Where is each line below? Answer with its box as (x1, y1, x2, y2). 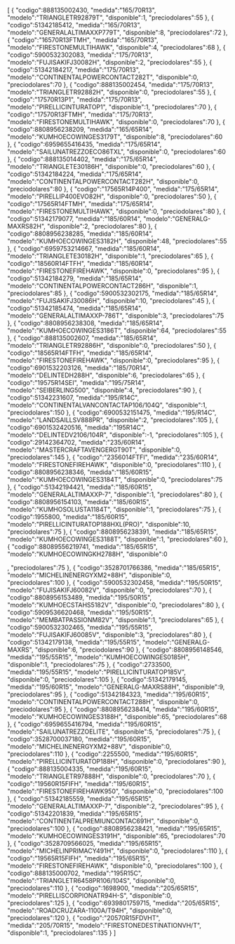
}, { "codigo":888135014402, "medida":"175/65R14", (7, 155, 158, 163)
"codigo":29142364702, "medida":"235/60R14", (7, 438, 146, 446)
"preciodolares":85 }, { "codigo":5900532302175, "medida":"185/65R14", (7, 289, 218, 297)
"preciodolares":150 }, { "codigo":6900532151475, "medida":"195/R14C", (7, 408, 217, 417)
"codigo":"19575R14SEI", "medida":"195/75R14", (7, 379, 146, 386)
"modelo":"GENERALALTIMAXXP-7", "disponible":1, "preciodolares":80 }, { (7, 490, 223, 499)
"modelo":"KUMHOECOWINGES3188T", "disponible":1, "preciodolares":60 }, (7, 535, 228, 543)
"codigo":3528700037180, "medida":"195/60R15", (7, 735, 152, 743)
